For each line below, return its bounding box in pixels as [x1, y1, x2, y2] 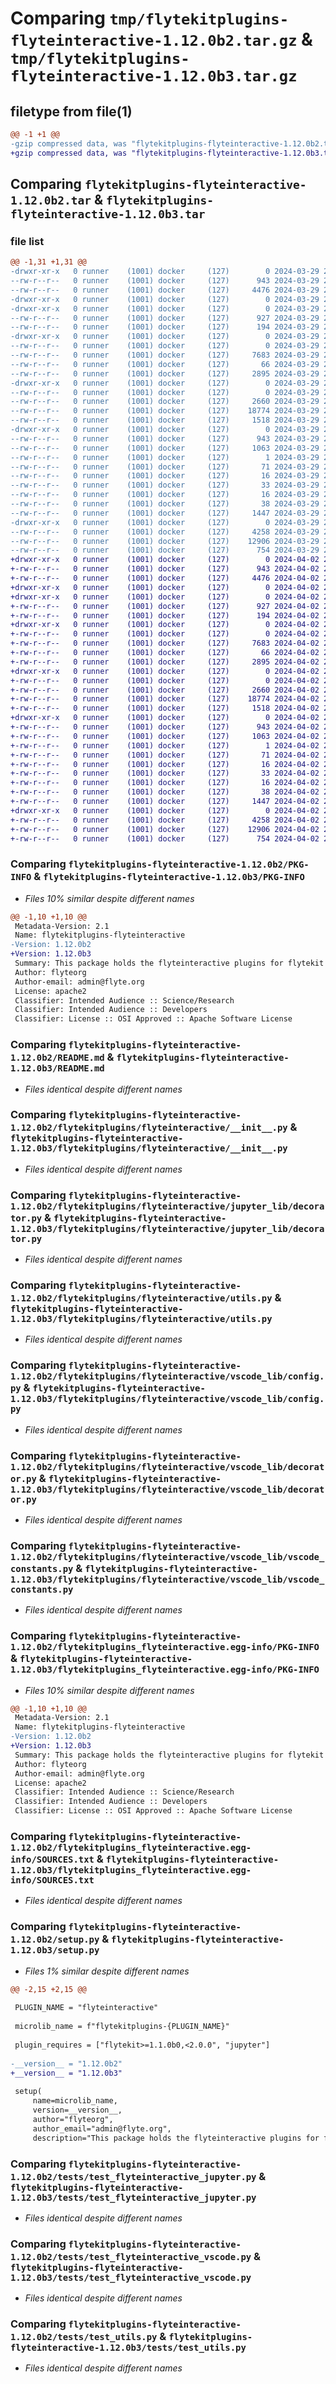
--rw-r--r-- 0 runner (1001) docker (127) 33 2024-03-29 [10, 480, 320, 491]
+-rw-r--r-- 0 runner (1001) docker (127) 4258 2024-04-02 [10, 815, 320, 825]
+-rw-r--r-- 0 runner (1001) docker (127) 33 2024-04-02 [10, 768, 320, 779]
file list [10, 234, 45, 248]
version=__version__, [32, 2105, 123, 2116]
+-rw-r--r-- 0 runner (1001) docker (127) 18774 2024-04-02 [10, 694, 320, 704]
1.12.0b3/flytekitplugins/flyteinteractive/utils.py [10, 1313, 273, 1325]
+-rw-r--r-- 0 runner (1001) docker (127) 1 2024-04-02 [10, 740, 320, 751]
